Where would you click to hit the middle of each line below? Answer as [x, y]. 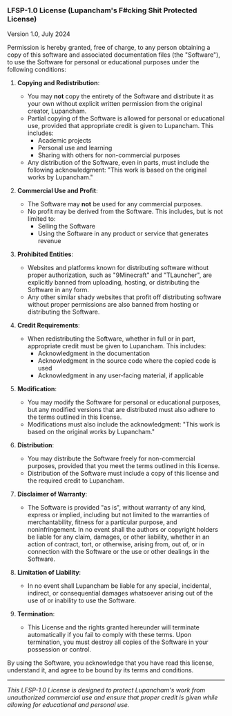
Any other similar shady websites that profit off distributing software [124, 297]
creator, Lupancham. [57, 111]
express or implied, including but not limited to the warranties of [118, 515]
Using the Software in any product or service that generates [123, 233]
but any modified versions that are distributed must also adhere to [121, 410]
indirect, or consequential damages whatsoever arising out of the [120, 593]
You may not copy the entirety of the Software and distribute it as [120, 96]
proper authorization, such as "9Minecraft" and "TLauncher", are [120, 275]
